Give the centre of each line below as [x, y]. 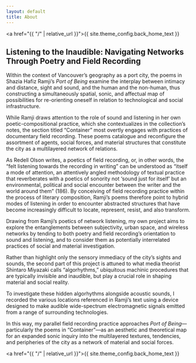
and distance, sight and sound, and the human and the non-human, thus [93, 88]
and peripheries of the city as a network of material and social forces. [90, 343]
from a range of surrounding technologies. [57, 312]
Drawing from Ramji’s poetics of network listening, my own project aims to [96, 221]
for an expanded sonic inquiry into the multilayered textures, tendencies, [94, 336]
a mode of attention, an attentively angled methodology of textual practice [96, 173]
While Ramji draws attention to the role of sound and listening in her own [94, 118]
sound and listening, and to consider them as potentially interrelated [88, 240]
